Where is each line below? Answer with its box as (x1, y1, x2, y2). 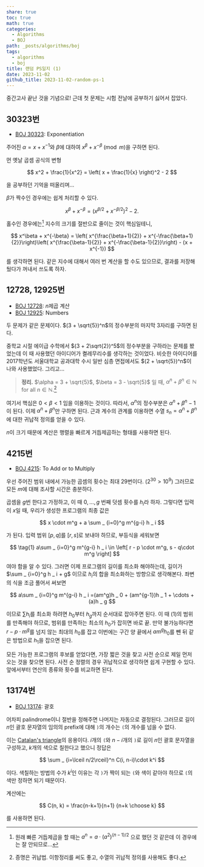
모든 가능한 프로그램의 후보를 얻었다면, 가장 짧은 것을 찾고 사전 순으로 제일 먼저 (6, 651, 192, 658)
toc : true (6, 15, 32, 21)
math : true (6, 20, 34, 26)
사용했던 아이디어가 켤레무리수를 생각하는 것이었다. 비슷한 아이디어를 (35, 350, 198, 357)
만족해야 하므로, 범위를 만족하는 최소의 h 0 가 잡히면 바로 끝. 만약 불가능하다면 (12, 619, 194, 628)
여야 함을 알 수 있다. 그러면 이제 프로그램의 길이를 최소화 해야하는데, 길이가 (6, 563, 183, 570)
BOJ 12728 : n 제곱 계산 (15, 302, 70, 310)
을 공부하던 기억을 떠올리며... (6, 181, 75, 188)
